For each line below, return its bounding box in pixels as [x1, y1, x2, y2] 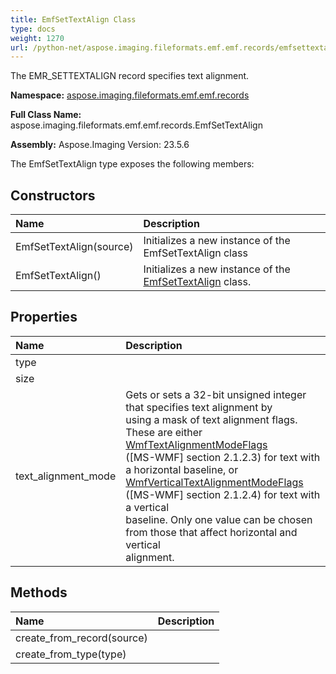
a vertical [125, 500, 170, 514]
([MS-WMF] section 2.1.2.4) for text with [125, 487, 321, 501]
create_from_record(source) [15, 631, 148, 645]
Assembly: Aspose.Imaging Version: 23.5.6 [10, 139, 190, 151]
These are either [125, 425, 203, 439]
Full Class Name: [10, 109, 82, 121]
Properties [10, 309, 78, 326]
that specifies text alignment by [125, 400, 273, 414]
